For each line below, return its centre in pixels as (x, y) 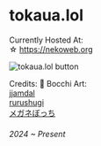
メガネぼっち (32, 112)
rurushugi (27, 102)
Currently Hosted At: (46, 40)
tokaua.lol (47, 15)
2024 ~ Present (37, 134)
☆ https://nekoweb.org (51, 49)
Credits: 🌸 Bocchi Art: (48, 83)
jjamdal (22, 93)
